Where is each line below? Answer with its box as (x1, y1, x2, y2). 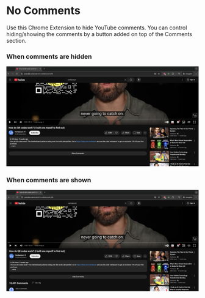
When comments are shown (6, 176, 92, 184)
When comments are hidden (6, 52, 92, 61)
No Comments (6, 4, 81, 18)
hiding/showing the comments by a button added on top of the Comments (6, 30, 192, 37)
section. (6, 37, 27, 44)
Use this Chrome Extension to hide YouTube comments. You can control (6, 24, 187, 31)
